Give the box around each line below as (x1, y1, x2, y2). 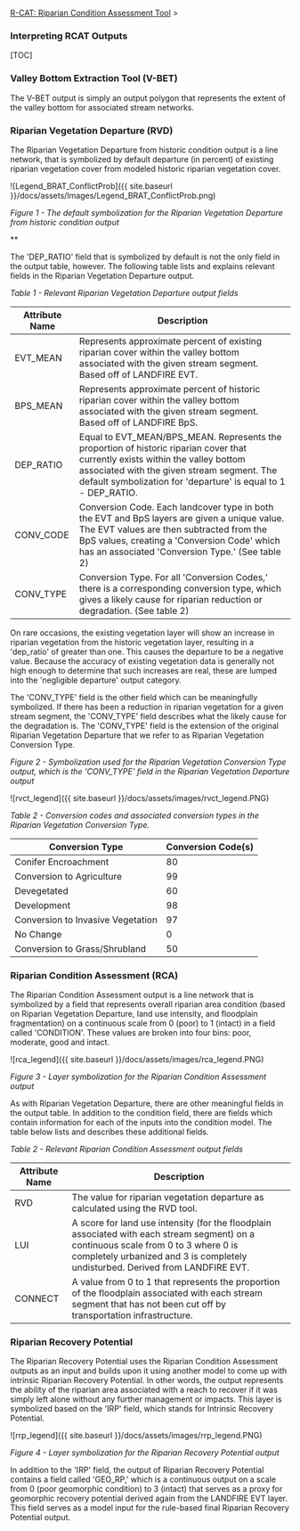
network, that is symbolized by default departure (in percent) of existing (10, 153, 274, 164)
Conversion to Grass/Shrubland (14, 942, 146, 954)
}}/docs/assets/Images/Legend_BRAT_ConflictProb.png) (10, 190, 216, 201)
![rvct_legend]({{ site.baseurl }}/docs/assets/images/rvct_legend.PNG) (10, 792, 270, 803)
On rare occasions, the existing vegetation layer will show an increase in (10, 627, 275, 638)
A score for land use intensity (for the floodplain (71, 1216, 272, 1229)
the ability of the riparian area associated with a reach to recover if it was (10, 1385, 279, 1396)
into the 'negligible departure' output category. (10, 675, 182, 685)
